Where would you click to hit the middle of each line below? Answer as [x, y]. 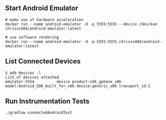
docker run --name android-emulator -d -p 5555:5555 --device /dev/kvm [81, 24]
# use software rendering [32, 37]
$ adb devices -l [23, 73]
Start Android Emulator [42, 8]
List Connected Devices [43, 61]
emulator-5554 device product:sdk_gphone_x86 [63, 81]
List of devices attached [32, 77]
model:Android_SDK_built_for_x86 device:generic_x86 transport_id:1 [78, 86]
